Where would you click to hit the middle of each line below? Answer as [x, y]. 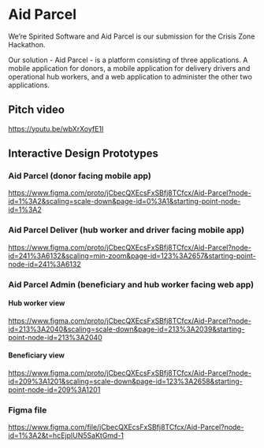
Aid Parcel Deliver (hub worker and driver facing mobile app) [126, 230]
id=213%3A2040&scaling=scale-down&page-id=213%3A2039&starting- [126, 329]
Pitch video [37, 110]
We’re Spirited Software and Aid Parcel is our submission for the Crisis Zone [132, 36]
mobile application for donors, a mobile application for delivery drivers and [129, 68]
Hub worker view [37, 303]
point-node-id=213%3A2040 [55, 337]
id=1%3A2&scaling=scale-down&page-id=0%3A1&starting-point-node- [125, 202]
